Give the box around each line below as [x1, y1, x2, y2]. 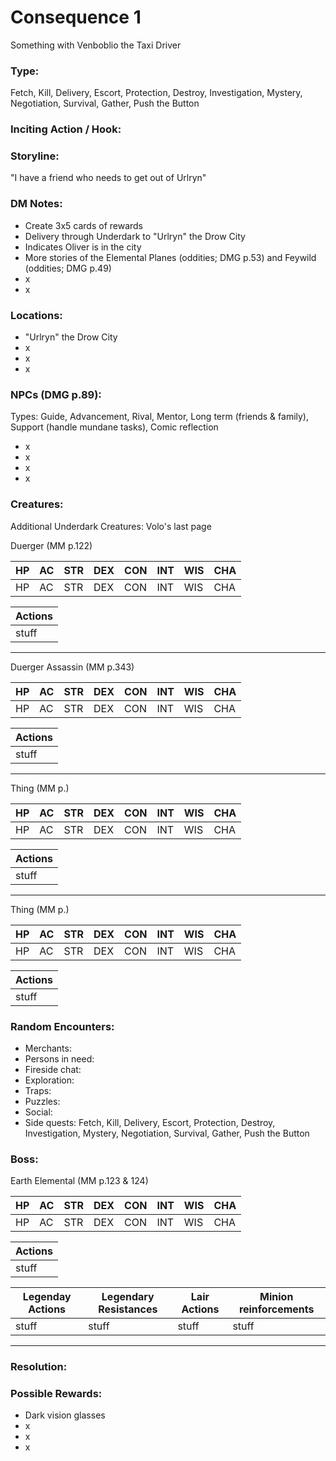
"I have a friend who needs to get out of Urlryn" [10, 172, 207, 184]
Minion [259, 1290, 294, 1304]
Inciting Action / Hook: [10, 122, 122, 136]
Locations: [10, 308, 63, 322]
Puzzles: [24, 1095, 61, 1107]
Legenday [22, 1290, 72, 1304]
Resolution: [10, 1360, 68, 1374]
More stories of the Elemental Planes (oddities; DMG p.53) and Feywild [24, 251, 317, 263]
